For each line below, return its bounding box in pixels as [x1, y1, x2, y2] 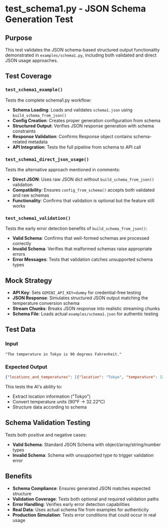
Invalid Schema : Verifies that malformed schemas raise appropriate [12, 246, 152, 252]
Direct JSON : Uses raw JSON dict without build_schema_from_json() [12, 176, 154, 182]
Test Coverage [5, 72, 52, 81]
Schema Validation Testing [5, 418, 91, 427]
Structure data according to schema [12, 404, 87, 410]
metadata [28, 139, 48, 145]
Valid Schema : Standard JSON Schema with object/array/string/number [12, 441, 161, 447]
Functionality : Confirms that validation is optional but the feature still [12, 197, 155, 203]
